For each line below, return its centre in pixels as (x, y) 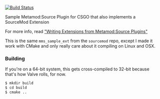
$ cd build (16, 88)
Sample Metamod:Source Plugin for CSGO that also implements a (70, 17)
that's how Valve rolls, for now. (36, 74)
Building (15, 58)
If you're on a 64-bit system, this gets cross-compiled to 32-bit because (77, 69)
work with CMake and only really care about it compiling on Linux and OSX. (80, 46)
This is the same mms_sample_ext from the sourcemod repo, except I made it (79, 41)
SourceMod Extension (27, 22)
